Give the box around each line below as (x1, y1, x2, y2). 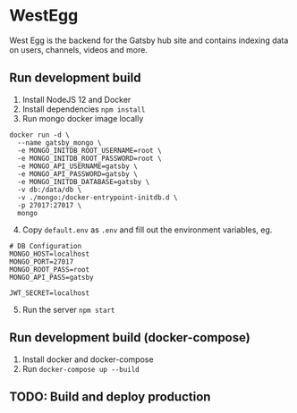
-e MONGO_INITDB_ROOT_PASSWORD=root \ (17, 154, 163, 163)
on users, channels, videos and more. (9, 44, 148, 55)
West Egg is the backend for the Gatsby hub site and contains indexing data (9, 35, 289, 46)
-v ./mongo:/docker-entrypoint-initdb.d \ (17, 193, 178, 202)
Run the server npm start (21, 304, 115, 315)
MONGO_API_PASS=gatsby (9, 273, 94, 282)
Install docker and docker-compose (21, 354, 154, 365)
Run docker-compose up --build (21, 363, 140, 374)
